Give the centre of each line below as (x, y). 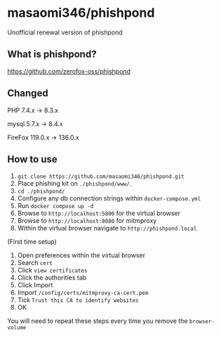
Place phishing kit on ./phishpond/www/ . (74, 184)
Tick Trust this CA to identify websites (78, 300)
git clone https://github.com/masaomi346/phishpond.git (101, 177)
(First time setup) (32, 242)
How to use (32, 159)
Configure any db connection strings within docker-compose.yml (109, 198)
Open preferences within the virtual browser (81, 255)
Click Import (35, 285)
